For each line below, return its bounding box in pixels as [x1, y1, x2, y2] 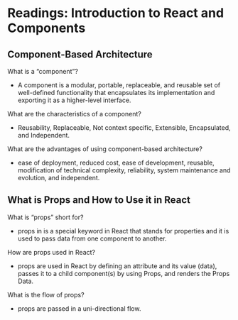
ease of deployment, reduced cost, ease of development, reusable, [17, 158, 215, 167]
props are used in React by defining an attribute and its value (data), [17, 261, 217, 270]
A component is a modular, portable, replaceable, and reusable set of [17, 81, 221, 89]
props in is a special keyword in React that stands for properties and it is [17, 226, 229, 235]
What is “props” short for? [7, 213, 84, 221]
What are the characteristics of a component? [7, 110, 142, 118]
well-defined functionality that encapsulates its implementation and [17, 89, 215, 96]
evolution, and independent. [17, 174, 100, 182]
